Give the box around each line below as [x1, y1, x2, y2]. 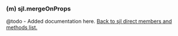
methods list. [6, 24, 38, 31]
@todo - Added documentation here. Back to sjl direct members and [6, 18, 172, 25]
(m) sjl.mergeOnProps [6, 5, 71, 13]
